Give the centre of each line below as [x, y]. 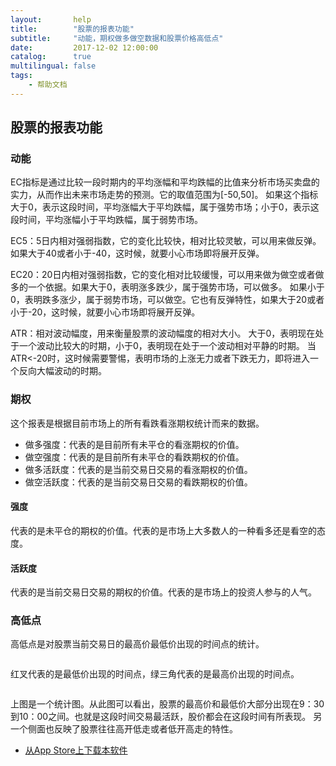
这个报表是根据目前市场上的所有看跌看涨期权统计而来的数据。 [137, 423]
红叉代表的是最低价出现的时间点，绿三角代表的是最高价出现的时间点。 [155, 674]
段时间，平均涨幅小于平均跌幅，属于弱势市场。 [106, 220]
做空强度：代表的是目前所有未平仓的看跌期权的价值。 [134, 457]
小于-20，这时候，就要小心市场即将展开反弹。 [105, 312]
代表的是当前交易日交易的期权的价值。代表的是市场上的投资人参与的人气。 [163, 592]
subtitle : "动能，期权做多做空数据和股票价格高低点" [117, 38]
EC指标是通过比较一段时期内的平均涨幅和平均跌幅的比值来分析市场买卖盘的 [165, 182]
